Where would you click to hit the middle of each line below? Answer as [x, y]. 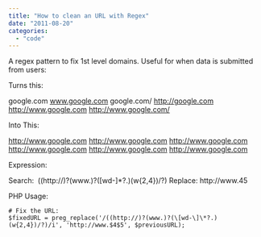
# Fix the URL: [34, 211]
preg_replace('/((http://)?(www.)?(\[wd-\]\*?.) [135, 218]
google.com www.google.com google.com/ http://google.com [111, 101]
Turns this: [26, 85]
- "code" [30, 38]
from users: [27, 70]
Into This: [24, 125]
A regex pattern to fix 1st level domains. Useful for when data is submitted [131, 61]
